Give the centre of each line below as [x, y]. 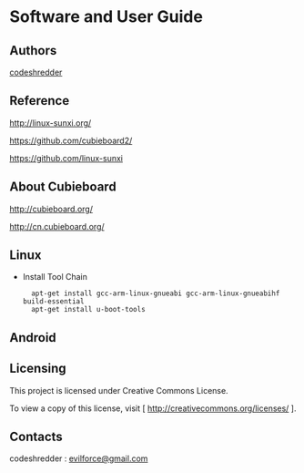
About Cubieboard [63, 187]
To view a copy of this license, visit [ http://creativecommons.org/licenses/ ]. [153, 408]
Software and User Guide [106, 17]
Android [33, 338]
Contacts [36, 437]
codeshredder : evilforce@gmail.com [79, 458]
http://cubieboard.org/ [51, 209]
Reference [40, 101]
